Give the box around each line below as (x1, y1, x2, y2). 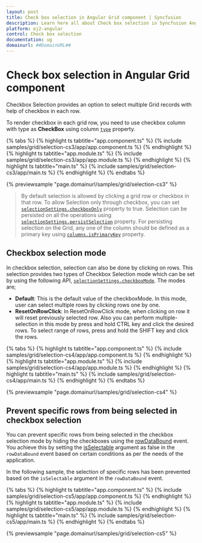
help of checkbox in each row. (6, 107, 81, 114)
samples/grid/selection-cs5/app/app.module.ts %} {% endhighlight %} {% (6, 506, 191, 513)
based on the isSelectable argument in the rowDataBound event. (6, 474, 164, 482)
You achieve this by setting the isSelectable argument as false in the (6, 444, 176, 451)
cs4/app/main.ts (6, 376, 47, 384)
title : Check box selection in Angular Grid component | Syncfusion (6, 14, 182, 20)
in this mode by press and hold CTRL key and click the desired (38, 320, 194, 328)
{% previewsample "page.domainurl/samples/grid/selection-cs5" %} (6, 530, 177, 537)
